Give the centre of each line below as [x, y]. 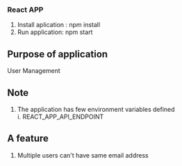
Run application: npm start [55, 32]
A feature [28, 139]
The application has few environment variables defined [96, 109]
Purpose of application [58, 54]
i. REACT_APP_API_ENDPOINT [60, 117]
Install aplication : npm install [59, 25]
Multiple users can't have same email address [83, 155]
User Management [34, 71]
